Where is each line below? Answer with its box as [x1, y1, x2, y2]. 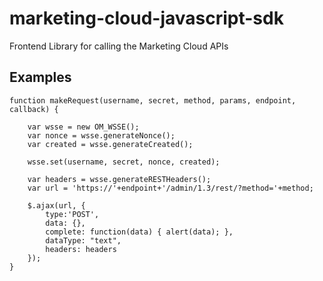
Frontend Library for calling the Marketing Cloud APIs [9, 40, 229, 52]
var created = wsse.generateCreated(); [27, 139, 194, 149]
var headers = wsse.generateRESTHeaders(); [27, 174, 212, 184]
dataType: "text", [45, 235, 122, 246]
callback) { [9, 104, 59, 114]
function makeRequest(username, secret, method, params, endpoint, [9, 95, 297, 106]
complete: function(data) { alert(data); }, [45, 227, 234, 237]
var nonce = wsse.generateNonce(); [27, 130, 176, 141]
